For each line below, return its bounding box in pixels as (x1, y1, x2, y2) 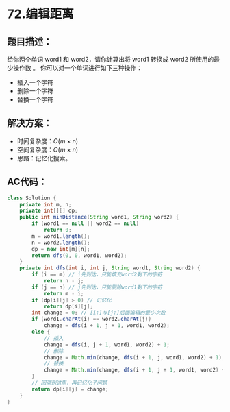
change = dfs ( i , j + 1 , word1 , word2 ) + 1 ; (43, 341, 170, 348)
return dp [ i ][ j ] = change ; (31, 385, 109, 393)
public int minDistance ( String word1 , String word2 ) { (19, 214, 179, 221)
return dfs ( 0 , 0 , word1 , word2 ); (31, 252, 127, 259)
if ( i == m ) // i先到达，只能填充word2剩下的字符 (31, 271, 163, 278)
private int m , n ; (19, 201, 72, 208)
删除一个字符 (16, 87, 53, 95)
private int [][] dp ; (19, 207, 78, 215)
